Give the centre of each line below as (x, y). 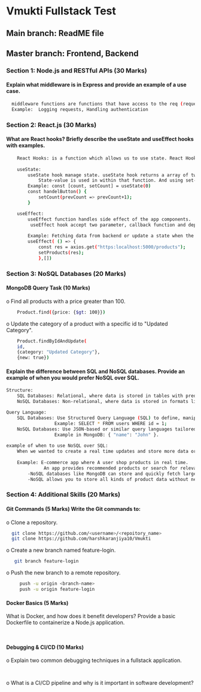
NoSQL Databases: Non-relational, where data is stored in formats (103, 402)
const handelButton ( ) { (57, 192)
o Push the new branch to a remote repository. (63, 573)
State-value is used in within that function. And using (111, 180)
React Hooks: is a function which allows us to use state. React (100, 158)
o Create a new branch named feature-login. (61, 550)
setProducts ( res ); (61, 252)
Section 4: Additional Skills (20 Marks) (63, 495)
